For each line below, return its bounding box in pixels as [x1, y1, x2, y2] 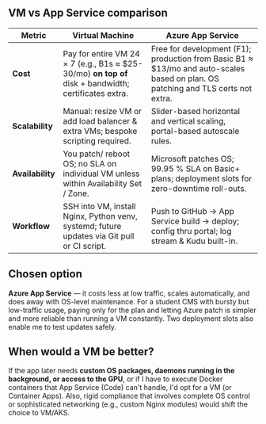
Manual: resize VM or [63, 105, 142, 117]
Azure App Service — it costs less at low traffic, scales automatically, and [8, 288, 250, 298]
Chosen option [8, 267, 83, 281]
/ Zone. [63, 188, 89, 199]
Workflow [12, 220, 50, 231]
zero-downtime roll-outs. [150, 182, 247, 193]
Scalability [12, 120, 53, 132]
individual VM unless [63, 168, 140, 179]
